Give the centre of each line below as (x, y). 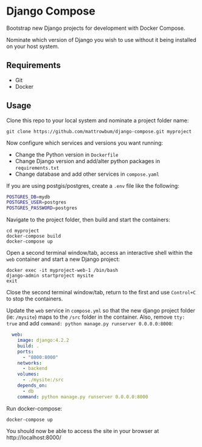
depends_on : (32, 386)
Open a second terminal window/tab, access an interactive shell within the (99, 253)
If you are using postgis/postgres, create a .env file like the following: (93, 185)
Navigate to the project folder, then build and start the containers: (88, 220)
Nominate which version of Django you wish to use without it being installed (101, 40)
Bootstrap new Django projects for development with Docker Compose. (96, 28)
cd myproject (23, 231)
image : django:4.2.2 (43, 341)
